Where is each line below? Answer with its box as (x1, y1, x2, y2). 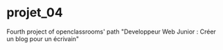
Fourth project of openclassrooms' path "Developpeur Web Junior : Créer (6, 27, 216, 36)
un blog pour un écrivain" (6, 34, 80, 42)
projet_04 (6, 5, 63, 21)
